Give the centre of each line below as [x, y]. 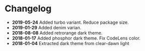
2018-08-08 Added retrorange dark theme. [57, 33]
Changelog [28, 9]
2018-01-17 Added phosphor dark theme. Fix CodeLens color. [76, 38]
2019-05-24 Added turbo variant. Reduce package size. [70, 22]
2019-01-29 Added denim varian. [47, 27]
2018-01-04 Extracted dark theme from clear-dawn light [70, 43]
